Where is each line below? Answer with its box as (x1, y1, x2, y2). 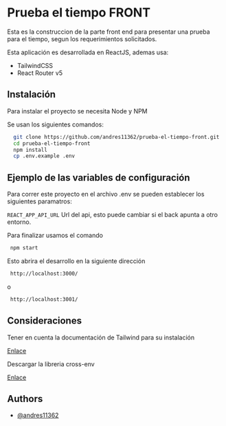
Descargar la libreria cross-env (7, 359, 95, 368)
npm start (10, 245, 38, 251)
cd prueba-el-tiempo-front (13, 139, 91, 147)
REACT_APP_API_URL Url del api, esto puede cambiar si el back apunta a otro (7, 211, 218, 219)
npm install (13, 146, 48, 153)
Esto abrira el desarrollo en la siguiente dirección (7, 256, 146, 265)
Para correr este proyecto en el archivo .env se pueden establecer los (7, 190, 205, 199)
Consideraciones (7, 315, 82, 327)
